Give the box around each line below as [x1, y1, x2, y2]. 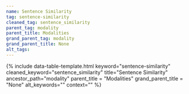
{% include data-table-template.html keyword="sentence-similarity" [6, 62, 171, 69]
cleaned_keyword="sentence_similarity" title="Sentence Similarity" [6, 68, 169, 76]
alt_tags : [6, 47, 30, 53]
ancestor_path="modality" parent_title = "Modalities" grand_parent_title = [6, 75, 183, 82]
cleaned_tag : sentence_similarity [6, 19, 91, 25]
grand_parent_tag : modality [6, 36, 75, 41]
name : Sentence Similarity [6, 8, 72, 15]
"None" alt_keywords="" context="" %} [6, 81, 102, 88]
